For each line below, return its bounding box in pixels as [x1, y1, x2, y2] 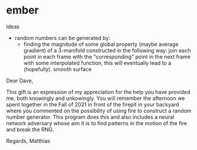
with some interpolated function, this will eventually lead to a [23, 59, 172, 66]
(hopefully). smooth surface [23, 65, 92, 72]
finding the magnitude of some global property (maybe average [23, 41, 179, 48]
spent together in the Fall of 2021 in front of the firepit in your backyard [6, 101, 179, 108]
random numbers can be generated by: [14, 34, 111, 41]
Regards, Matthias [6, 137, 50, 144]
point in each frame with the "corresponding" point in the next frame [23, 53, 191, 60]
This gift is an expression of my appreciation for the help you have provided [6, 88, 190, 95]
